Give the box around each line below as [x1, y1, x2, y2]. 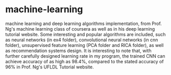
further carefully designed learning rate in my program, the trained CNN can [5, 53, 165, 59]
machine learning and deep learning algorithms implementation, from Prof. [5, 20, 162, 27]
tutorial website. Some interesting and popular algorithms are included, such [5, 31, 166, 37]
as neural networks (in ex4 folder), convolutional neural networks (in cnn [5, 37, 158, 43]
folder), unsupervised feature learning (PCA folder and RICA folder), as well [5, 42, 164, 48]
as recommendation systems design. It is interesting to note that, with [5, 47, 152, 54]
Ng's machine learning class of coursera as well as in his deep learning [5, 26, 155, 32]
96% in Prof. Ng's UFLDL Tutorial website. [5, 64, 94, 70]
